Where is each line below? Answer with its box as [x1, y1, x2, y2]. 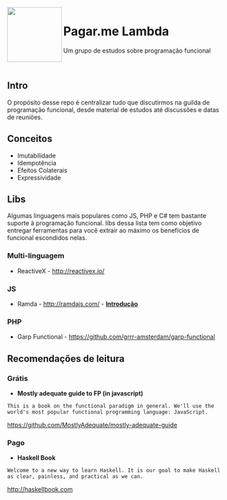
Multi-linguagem [7, 251, 65, 261]
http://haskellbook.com [7, 485, 73, 494]
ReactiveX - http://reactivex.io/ [17, 266, 105, 275]
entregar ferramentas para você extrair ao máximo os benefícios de [7, 226, 200, 234]
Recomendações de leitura [7, 353, 125, 364]
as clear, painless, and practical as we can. [7, 473, 144, 480]
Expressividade [17, 173, 61, 182]
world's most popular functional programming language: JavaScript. [7, 408, 208, 416]
